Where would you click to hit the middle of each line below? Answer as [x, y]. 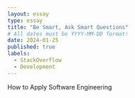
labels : [19, 54]
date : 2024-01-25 [33, 40]
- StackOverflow [38, 60]
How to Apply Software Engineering [60, 87]
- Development [34, 67]
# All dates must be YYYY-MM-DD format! [68, 34]
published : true [31, 47]
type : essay [25, 21]
